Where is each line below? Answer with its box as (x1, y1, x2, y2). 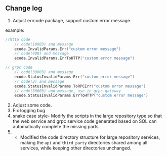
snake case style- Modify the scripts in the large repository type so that (12, 113, 162, 119)
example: (5, 27, 24, 33)
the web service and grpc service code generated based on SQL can (12, 118, 157, 124)
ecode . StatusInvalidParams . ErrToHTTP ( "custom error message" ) (14, 93, 148, 98)
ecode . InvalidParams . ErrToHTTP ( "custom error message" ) (14, 56, 135, 61)
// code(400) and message (14, 51, 69, 56)
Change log (5, 4, 43, 13)
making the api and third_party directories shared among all (20, 140, 148, 146)
